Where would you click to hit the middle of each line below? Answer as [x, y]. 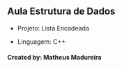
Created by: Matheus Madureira [54, 58]
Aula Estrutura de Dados [61, 11]
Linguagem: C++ [41, 42]
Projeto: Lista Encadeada [53, 28]
